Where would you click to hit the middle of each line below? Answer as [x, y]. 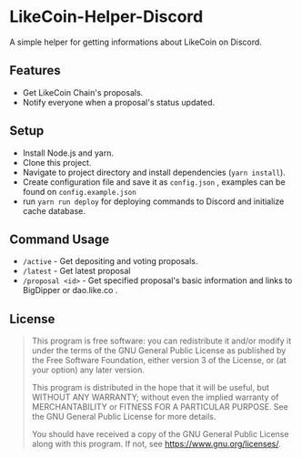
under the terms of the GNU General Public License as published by [159, 351]
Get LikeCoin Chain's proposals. [83, 92]
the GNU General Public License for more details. [124, 417]
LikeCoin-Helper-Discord [106, 17]
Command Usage [60, 239]
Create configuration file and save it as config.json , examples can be [154, 182]
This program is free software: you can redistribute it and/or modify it [161, 341]
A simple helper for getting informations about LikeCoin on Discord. [136, 42]
